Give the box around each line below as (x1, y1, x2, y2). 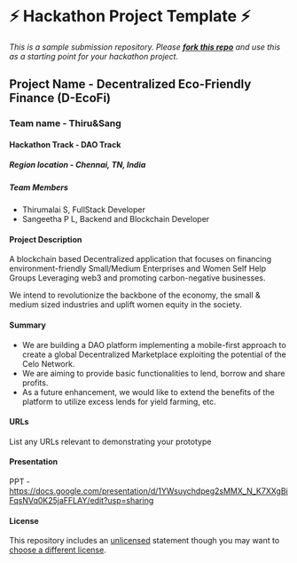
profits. (21, 377, 49, 388)
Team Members (9, 182, 69, 193)
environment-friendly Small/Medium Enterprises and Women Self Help (9, 263, 267, 274)
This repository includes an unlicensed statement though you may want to (9, 535, 280, 546)
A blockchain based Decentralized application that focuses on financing (9, 254, 272, 265)
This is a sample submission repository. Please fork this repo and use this (9, 41, 281, 52)
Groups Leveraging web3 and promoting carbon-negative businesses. (9, 273, 266, 283)
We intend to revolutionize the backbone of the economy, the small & (9, 289, 261, 301)
